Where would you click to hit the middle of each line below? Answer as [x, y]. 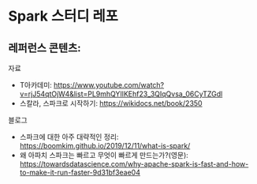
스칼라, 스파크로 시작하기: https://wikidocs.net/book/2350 [111, 103]
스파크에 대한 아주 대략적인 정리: [69, 137]
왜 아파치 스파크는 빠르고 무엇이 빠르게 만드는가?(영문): [104, 155]
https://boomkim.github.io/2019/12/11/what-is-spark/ [105, 146]
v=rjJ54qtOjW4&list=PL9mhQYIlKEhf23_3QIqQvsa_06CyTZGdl [121, 94]
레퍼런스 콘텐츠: [45, 48]
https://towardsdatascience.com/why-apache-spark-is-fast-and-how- [134, 164]
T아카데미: [36, 85]
